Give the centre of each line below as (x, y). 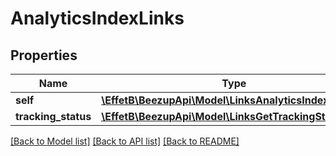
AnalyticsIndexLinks (97, 18)
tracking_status (53, 116)
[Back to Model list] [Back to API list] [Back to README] (125, 141)
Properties (44, 55)
